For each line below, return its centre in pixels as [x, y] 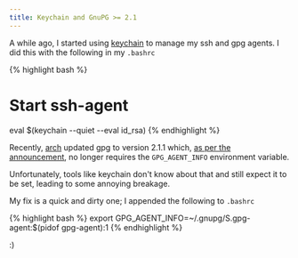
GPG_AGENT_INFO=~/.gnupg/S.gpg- [183, 218]
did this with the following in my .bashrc [82, 52]
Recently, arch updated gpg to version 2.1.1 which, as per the [120, 147]
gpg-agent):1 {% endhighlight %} [122, 227]
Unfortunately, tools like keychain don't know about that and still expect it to [148, 173]
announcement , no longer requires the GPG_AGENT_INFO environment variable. [149, 157]
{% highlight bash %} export [61, 218]
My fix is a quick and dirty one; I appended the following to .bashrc [132, 200]
